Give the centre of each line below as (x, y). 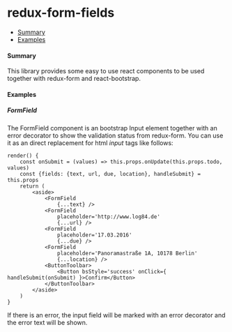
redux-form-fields (61, 13)
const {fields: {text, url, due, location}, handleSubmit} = (110, 174)
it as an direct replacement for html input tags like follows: (90, 143)
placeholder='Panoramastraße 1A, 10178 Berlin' (127, 253)
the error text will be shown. (47, 322)
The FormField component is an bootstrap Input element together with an (112, 128)
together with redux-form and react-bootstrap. (74, 79)
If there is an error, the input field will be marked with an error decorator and (116, 315)
